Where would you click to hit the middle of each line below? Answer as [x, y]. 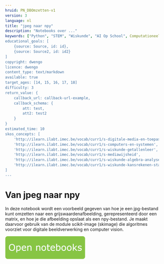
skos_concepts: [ [23, 134]
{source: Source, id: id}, [41, 46]
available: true [21, 77]
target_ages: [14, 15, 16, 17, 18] [41, 83]
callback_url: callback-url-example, [52, 98]
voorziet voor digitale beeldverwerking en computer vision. [64, 229]
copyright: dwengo [24, 62]
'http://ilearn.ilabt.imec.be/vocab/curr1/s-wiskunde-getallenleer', [86, 150]
